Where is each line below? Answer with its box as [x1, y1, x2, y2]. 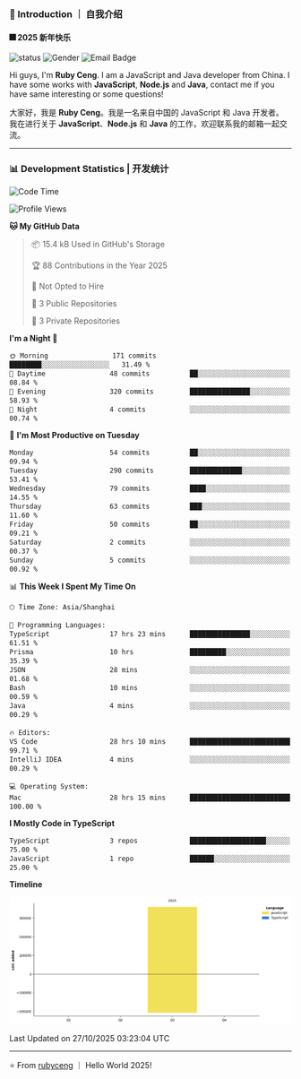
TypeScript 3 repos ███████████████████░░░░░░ [9, 836, 291, 846]
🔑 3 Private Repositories [30, 315, 121, 326]
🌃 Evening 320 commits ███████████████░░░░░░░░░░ [9, 387, 291, 396]
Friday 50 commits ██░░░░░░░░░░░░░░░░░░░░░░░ [9, 520, 291, 530]
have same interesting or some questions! [9, 89, 164, 99]
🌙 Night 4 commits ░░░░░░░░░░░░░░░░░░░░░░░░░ [9, 405, 291, 414]
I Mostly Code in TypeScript [9, 818, 115, 829]
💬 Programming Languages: [9, 621, 106, 630]
